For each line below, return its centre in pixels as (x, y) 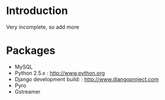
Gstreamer (28, 91)
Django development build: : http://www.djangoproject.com (87, 79)
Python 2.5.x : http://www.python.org (60, 73)
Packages (31, 51)
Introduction (37, 11)
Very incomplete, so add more (43, 27)
